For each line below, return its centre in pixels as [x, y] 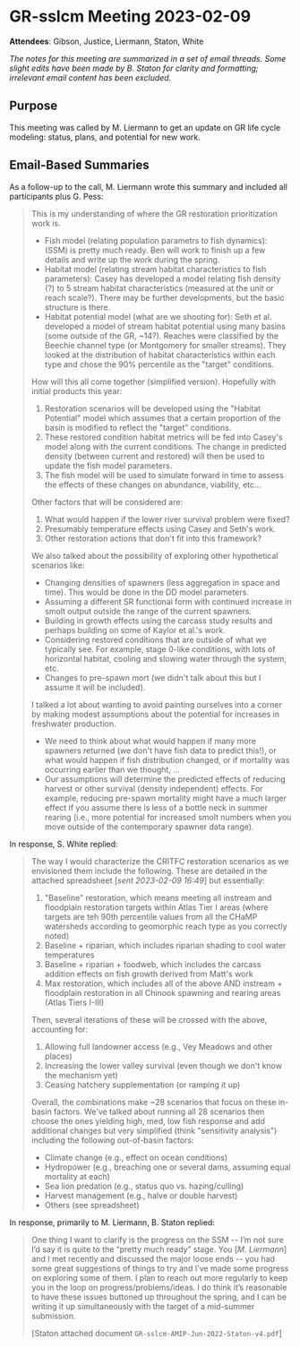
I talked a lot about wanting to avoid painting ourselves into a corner [156, 704]
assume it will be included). [95, 687]
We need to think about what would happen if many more [150, 741]
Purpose [34, 106]
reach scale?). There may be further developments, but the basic [164, 297]
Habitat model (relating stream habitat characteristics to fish [155, 269]
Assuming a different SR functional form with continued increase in [168, 601]
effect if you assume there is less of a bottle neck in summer [156, 807]
